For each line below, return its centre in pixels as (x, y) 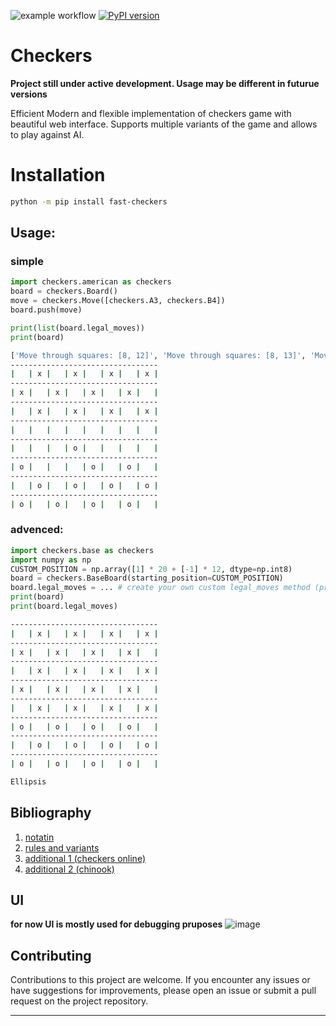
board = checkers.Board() (64, 291)
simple (27, 262)
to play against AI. (47, 134)
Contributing (51, 955)
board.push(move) (46, 310)
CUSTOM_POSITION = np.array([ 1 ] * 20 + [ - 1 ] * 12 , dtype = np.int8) (151, 569)
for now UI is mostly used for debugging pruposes (116, 924)
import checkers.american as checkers (91, 282)
